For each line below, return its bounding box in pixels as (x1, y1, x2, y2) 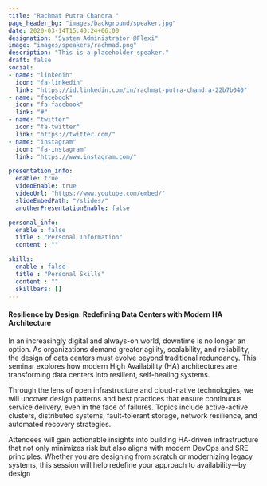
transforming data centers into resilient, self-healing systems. (8, 369, 210, 379)
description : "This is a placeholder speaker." (8, 49, 170, 57)
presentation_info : (8, 167, 73, 176)
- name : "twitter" (8, 116, 69, 124)
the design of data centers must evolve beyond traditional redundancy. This (8, 353, 257, 362)
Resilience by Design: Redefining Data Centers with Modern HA (8, 309, 223, 319)
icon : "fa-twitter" (15, 123, 80, 131)
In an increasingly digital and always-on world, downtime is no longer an (8, 336, 246, 346)
